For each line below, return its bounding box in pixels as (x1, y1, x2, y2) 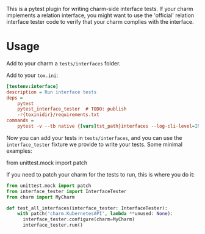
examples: (6, 147, 32, 155)
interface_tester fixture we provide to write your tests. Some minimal (6, 141, 183, 148)
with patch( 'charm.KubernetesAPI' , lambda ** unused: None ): (17, 211, 173, 217)
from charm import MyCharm (6, 194, 75, 200)
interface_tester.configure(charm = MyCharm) (22, 216, 135, 222)
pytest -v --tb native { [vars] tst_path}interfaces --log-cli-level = (17, 123, 195, 130)
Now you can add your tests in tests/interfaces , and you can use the (6, 134, 182, 141)
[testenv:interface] (6, 83, 59, 89)
